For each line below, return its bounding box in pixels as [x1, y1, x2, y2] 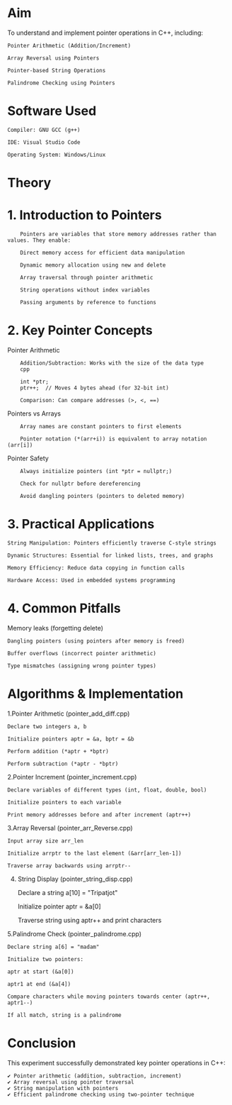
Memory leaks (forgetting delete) [7, 623, 104, 632]
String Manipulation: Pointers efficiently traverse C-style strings [7, 539, 217, 547]
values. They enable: [7, 237, 71, 244]
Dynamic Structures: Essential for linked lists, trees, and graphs [7, 552, 214, 559]
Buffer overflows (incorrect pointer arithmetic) [7, 650, 157, 657]
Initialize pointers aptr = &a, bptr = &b [7, 735, 134, 743]
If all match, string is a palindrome [7, 1011, 122, 1018]
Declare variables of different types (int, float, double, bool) [7, 786, 207, 794]
